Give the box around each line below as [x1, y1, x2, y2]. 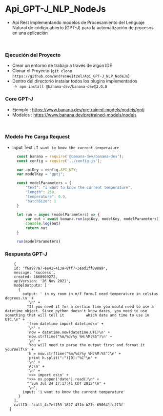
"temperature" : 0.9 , [25, 194, 67, 199]
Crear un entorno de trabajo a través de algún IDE [12, 62, 112, 69]
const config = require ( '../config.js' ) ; [17, 158, 102, 163]
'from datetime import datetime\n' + [26, 321, 104, 326]
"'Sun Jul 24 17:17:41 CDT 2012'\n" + [26, 381, 106, 386]
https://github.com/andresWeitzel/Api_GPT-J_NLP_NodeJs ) [12, 73, 130, 79]
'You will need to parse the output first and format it [26, 343, 145, 348]
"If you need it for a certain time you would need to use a [26, 304, 154, 309]
